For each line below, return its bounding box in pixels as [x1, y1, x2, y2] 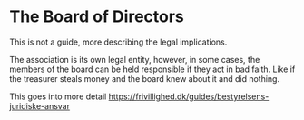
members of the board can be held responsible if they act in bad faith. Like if [9, 64, 296, 75]
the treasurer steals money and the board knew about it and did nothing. [9, 73, 279, 84]
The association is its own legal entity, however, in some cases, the [9, 54, 260, 65]
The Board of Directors [9, 6, 184, 27]
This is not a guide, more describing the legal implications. [9, 36, 228, 47]
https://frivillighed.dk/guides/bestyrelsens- [108, 91, 270, 102]
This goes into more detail [9, 91, 107, 102]
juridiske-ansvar [9, 100, 71, 111]
